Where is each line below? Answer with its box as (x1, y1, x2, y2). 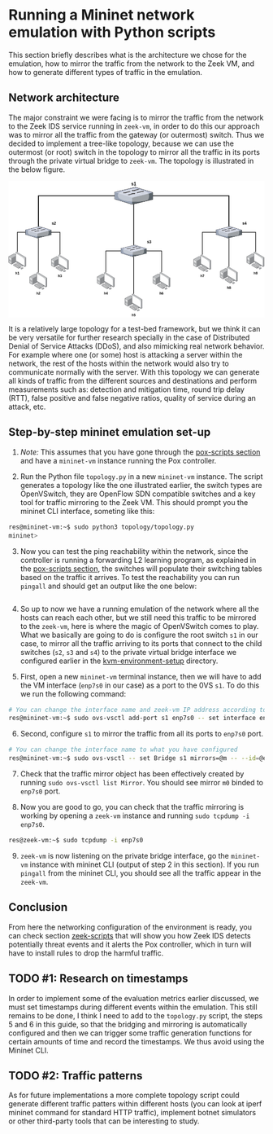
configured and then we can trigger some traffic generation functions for (8, 1028, 253, 1038)
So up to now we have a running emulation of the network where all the (19, 604, 260, 613)
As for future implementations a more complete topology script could (8, 1090, 240, 1101)
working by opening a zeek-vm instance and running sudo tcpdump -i (19, 811, 250, 820)
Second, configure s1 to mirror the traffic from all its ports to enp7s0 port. (19, 729, 264, 739)
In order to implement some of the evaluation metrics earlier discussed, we (8, 993, 259, 1003)
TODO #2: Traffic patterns (8, 1069, 143, 1083)
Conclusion (8, 900, 68, 914)
